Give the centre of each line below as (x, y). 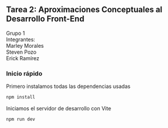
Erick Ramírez (23, 58)
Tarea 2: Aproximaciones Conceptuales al (84, 10)
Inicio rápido (24, 73)
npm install (21, 97)
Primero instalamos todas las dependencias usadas (68, 86)
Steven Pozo (21, 52)
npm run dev (21, 119)
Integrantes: (21, 39)
